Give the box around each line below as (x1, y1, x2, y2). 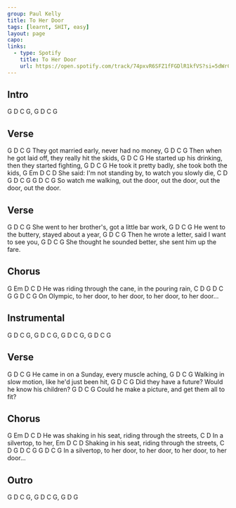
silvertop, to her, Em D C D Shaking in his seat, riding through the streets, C (7, 439, 225, 447)
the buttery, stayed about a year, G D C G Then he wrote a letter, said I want (7, 230, 226, 239)
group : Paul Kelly (7, 10, 61, 18)
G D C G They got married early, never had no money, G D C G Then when (7, 146, 223, 155)
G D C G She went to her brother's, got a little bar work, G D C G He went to (7, 223, 226, 231)
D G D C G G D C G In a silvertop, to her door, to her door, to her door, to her (7, 446, 227, 455)
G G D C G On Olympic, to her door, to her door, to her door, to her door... (7, 291, 219, 300)
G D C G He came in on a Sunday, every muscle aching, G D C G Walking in (7, 370, 225, 379)
